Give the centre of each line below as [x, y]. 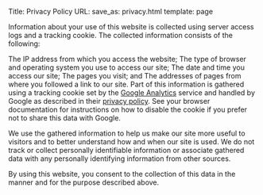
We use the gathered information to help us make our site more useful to [127, 133]
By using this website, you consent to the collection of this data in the [122, 174]
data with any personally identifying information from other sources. [120, 159]
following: [24, 44]
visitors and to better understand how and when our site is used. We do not [131, 141]
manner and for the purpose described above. [84, 182]
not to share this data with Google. [65, 118]
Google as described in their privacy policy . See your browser [109, 101]
